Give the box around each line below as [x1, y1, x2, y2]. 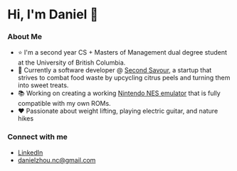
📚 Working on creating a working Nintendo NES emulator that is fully [17, 89, 221, 98]
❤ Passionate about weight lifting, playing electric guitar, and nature [17, 106, 218, 116]
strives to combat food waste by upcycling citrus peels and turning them [17, 74, 231, 82]
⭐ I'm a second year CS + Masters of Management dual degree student [17, 48, 228, 57]
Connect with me [7, 132, 68, 142]
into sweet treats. [17, 81, 69, 89]
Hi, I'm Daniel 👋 [7, 6, 98, 23]
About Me [7, 32, 43, 42]
